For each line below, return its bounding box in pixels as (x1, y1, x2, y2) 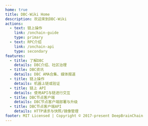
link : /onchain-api (14, 44, 55, 49)
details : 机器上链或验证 (14, 81, 61, 86)
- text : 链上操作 (9, 26, 43, 31)
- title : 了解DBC (9, 58, 44, 63)
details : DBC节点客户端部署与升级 (14, 100, 78, 105)
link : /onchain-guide (14, 30, 59, 35)
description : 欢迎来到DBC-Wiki (5, 16, 67, 21)
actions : (5, 21, 23, 26)
